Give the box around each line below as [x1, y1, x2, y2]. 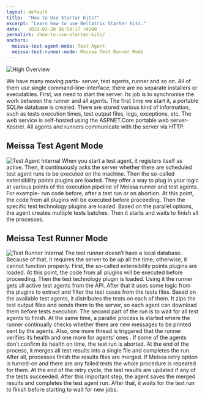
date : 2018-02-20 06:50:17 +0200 [6, 26, 97, 32]
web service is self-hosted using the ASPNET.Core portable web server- [6, 116, 189, 124]
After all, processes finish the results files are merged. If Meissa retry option [6, 353, 198, 361]
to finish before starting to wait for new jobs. [6, 386, 118, 393]
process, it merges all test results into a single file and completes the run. [6, 347, 191, 354]
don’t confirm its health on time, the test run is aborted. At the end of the [6, 340, 189, 348]
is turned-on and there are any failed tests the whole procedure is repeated [6, 360, 196, 367]
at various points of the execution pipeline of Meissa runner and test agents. [6, 183, 199, 190]
